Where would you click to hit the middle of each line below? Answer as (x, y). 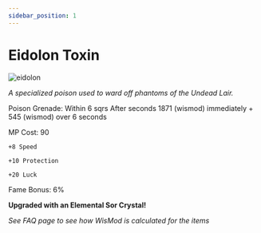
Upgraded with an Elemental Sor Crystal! (77, 205)
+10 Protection (34, 160)
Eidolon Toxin (54, 55)
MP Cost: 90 (29, 132)
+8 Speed (23, 147)
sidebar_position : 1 (43, 16)
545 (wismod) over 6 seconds (58, 116)
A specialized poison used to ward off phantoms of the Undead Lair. (121, 93)
